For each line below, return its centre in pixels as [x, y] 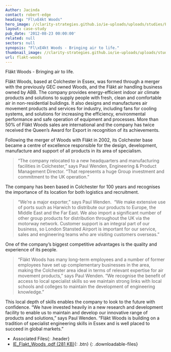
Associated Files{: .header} [41, 339]
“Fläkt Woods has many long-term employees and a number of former [91, 259]
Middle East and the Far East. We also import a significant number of [90, 213]
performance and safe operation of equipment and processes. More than [82, 120]
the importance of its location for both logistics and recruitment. [72, 192]
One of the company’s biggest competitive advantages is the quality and [81, 244]
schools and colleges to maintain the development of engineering [86, 287]
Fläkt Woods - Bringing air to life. [40, 72]
